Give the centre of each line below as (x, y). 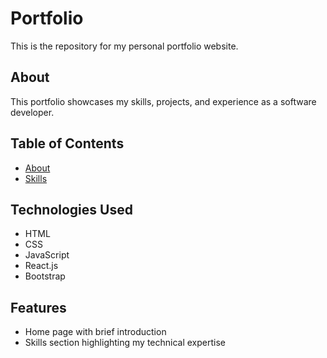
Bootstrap (45, 276)
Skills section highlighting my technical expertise (125, 343)
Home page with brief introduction (95, 332)
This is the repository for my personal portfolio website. (124, 46)
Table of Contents (67, 143)
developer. (32, 112)
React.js (41, 266)
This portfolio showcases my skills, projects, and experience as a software (163, 101)
